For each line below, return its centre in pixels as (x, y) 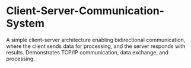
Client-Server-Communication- (85, 11)
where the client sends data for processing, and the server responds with (96, 46)
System (26, 23)
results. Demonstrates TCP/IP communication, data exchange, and (87, 52)
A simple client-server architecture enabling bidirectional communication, (96, 40)
